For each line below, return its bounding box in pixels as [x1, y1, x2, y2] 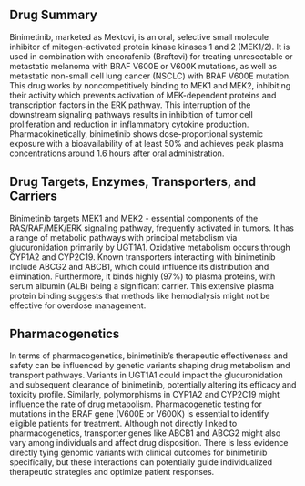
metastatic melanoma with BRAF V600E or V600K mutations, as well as [9, 60, 278, 71]
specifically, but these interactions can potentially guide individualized [9, 457, 273, 468]
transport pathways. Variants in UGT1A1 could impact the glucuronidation [9, 369, 284, 381]
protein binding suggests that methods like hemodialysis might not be [9, 290, 270, 301]
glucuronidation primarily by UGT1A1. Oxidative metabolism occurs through [9, 242, 291, 253]
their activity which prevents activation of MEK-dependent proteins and [9, 89, 277, 100]
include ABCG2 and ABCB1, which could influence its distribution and [9, 261, 269, 272]
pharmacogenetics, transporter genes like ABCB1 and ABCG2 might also [9, 428, 281, 439]
